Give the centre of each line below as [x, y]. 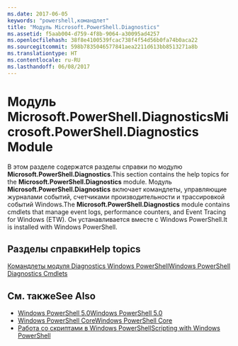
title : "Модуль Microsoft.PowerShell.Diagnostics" [84, 27]
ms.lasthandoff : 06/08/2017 [49, 67]
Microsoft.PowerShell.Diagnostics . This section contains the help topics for [118, 174]
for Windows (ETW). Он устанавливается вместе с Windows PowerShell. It [118, 219]
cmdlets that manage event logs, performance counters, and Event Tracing [117, 212]
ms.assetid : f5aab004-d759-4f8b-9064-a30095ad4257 [84, 34]
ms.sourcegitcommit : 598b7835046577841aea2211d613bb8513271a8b [103, 47]
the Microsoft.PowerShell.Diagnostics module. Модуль [90, 182]
